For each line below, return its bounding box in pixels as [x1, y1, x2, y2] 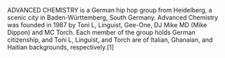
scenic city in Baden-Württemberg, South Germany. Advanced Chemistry [7, 13, 219, 22]
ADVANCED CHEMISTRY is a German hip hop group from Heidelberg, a [7, 6, 212, 14]
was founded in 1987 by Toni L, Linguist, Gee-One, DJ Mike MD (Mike [7, 21, 208, 29]
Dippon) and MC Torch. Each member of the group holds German [7, 28, 196, 36]
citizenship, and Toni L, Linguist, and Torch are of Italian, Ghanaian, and [7, 36, 213, 44]
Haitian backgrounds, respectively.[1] [7, 43, 114, 51]
